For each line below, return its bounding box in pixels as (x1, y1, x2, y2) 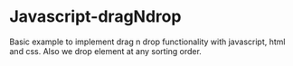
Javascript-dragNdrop (9, 6, 182, 27)
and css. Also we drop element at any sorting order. (9, 45, 202, 56)
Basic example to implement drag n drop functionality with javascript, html (9, 36, 286, 47)
